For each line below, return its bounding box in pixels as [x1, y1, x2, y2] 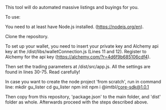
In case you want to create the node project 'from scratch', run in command [5, 79, 161, 84]
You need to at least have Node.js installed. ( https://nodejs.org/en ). [5, 24, 144, 30]
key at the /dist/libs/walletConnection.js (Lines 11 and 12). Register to [5, 49, 147, 54]
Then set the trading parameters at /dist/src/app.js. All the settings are [5, 64, 150, 69]
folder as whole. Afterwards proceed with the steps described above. [5, 99, 148, 105]
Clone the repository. [5, 34, 49, 39]
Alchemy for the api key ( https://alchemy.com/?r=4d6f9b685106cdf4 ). [5, 54, 151, 60]
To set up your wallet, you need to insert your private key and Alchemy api [5, 43, 159, 49]
